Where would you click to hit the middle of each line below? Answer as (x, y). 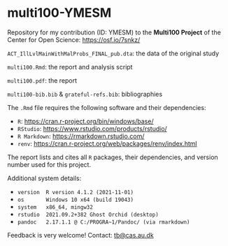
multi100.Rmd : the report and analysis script (70, 67)
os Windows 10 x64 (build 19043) (76, 200)
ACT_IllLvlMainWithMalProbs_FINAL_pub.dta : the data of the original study (113, 53)
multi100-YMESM (59, 13)
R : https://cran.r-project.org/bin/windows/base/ (85, 121)
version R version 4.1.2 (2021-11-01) (76, 192)
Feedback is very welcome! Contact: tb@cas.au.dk (80, 235)
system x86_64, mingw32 (55, 207)
